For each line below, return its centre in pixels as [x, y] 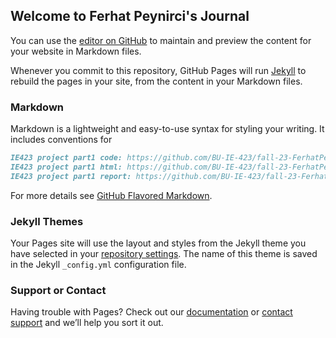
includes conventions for [61, 140]
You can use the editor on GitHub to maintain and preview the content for [161, 40]
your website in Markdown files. [76, 51]
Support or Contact [58, 290]
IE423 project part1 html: [66, 167]
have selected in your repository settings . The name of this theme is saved [164, 254]
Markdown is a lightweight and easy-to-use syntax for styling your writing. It [167, 129]
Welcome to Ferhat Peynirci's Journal [130, 16]
